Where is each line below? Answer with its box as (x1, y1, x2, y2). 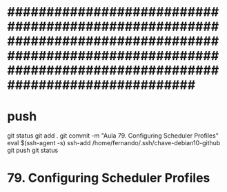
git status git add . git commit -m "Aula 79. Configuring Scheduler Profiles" (7, 131, 219, 140)
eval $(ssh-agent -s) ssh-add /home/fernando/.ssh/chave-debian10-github (7, 139, 221, 147)
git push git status (7, 146, 59, 155)
